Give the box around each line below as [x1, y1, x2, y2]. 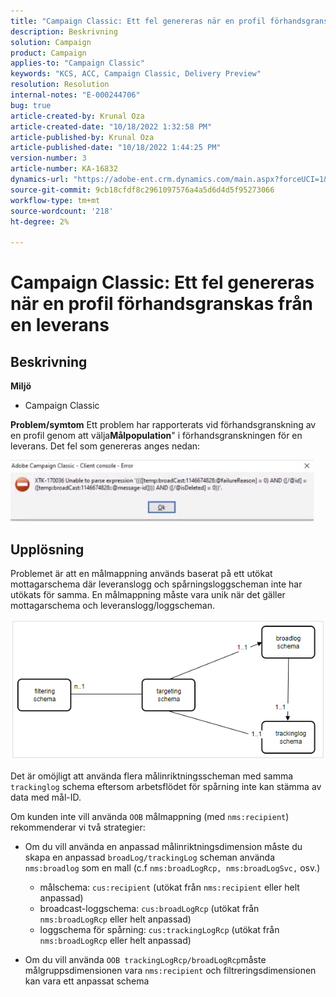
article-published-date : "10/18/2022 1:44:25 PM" [10, 143, 222, 153]
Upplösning [10, 541, 85, 558]
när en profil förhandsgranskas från [10, 293, 313, 315]
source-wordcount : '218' [10, 206, 114, 216]
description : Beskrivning [10, 26, 118, 37]
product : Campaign [10, 48, 87, 58]
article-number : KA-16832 [10, 164, 118, 174]
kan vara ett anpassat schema [24, 975, 150, 987]
